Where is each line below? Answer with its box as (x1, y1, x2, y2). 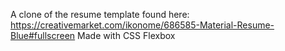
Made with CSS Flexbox (77, 30, 176, 41)
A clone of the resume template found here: (10, 9, 190, 20)
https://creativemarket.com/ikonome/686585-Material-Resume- (10, 19, 275, 31)
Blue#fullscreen (10, 30, 76, 41)
